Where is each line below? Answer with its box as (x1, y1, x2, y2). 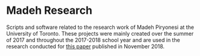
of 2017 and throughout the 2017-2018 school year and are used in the (6, 36, 180, 43)
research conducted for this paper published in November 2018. (6, 43, 165, 50)
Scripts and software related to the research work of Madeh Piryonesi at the (6, 23, 194, 31)
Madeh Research (6, 4, 92, 17)
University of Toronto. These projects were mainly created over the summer (6, 30, 194, 37)
